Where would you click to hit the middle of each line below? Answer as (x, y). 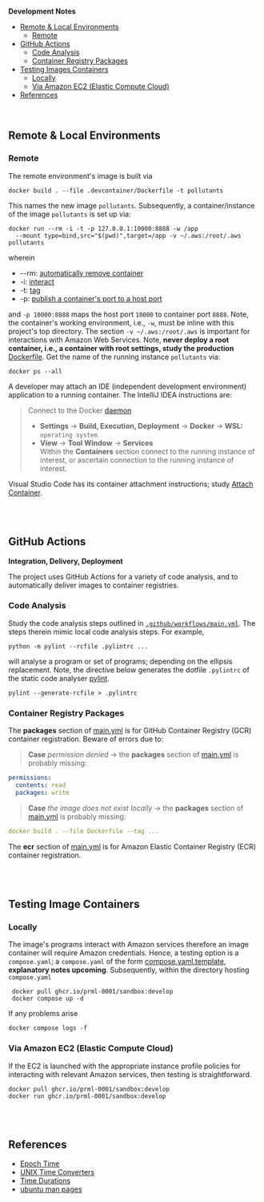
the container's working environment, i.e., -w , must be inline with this (121, 322)
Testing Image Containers (74, 904)
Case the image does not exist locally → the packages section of (136, 808)
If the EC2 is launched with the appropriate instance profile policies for (125, 1066)
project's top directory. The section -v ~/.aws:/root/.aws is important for (129, 331)
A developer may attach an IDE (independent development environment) (128, 386)
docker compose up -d (48, 999)
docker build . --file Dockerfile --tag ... (84, 831)
